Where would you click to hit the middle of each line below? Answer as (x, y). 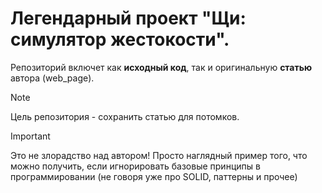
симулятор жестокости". (120, 39)
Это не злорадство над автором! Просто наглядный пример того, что (159, 155)
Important (30, 136)
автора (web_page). (52, 78)
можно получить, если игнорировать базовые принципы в (135, 166)
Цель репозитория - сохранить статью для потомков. (125, 116)
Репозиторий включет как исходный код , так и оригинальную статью (161, 67)
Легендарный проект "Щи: (128, 18)
